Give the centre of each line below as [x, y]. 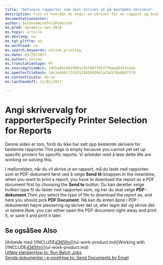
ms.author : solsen [24, 59]
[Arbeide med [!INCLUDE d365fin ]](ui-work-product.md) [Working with [75, 242]
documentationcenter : [27, 18]
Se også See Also [31, 230]
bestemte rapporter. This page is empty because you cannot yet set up [75, 149]
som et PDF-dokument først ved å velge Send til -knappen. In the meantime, [80, 174]
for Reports [28, 130]
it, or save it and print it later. [33, 215]
